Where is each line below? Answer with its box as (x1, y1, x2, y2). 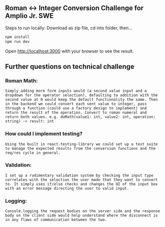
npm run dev (5, 39, 30, 44)
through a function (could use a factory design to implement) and (5, 106, 147, 111)
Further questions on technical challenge (5, 62, 135, 71)
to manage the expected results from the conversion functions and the (5, 146, 156, 151)
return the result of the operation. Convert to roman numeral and (5, 110, 147, 115)
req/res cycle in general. (5, 150, 61, 155)
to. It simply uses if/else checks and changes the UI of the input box (5, 181, 158, 186)
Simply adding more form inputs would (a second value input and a (5, 89, 147, 94)
